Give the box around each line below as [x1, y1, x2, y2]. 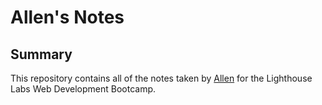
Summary [10, 46, 73, 63]
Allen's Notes [10, 6, 125, 29]
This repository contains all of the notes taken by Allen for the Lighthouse [10, 72, 313, 84]
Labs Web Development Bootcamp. [10, 83, 157, 95]
